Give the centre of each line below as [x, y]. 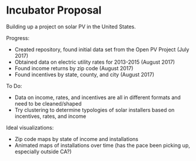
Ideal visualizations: [30, 127]
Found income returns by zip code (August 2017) [74, 68]
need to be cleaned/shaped [48, 103]
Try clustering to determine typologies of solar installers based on [94, 110]
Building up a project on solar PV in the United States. [71, 27]
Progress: [18, 38]
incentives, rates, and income [50, 116]
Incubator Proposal [54, 10]
